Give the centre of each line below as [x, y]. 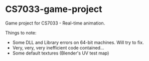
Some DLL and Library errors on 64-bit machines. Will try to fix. [78, 42]
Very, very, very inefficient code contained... [58, 47]
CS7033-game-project [54, 9]
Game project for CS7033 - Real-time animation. [55, 23]
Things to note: [21, 32]
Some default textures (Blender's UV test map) [61, 53]
